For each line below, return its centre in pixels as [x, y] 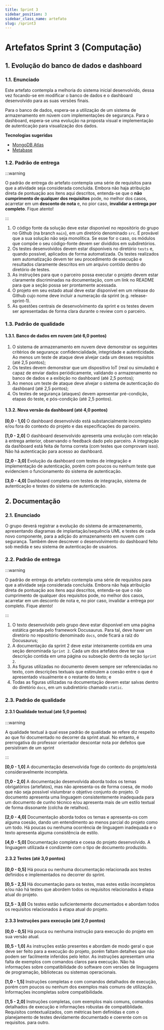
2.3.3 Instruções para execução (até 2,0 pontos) [55, 921]
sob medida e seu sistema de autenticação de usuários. [61, 547]
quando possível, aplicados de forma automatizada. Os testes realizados [85, 254]
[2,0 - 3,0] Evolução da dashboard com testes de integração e [68, 461]
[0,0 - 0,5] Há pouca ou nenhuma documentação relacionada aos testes [78, 870]
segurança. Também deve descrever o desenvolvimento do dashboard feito [82, 541]
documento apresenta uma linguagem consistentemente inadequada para [80, 797]
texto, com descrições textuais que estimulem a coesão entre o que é [82, 671]
